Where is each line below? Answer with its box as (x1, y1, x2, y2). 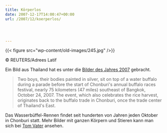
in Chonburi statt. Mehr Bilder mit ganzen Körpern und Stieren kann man (5, 118, 154, 124)
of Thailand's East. (17, 103, 56, 109)
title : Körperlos (5, 7, 41, 12)
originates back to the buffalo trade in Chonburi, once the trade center (17, 97, 162, 103)
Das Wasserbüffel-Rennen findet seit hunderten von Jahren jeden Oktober (5, 112, 158, 118)
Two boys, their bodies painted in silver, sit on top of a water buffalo (17, 76, 157, 82)
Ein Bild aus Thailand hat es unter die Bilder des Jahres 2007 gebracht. (5, 66, 151, 72)
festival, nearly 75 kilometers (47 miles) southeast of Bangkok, (17, 87, 146, 93)
